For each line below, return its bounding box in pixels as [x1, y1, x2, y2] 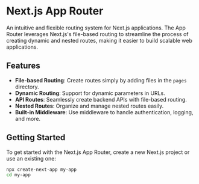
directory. [14, 83, 39, 90]
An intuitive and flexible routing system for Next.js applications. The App [6, 24, 186, 31]
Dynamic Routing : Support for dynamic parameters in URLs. [14, 89, 166, 97]
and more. [14, 115, 41, 122]
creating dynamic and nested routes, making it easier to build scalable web [6, 37, 193, 44]
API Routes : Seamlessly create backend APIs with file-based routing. [14, 96, 187, 103]
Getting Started [6, 132, 66, 143]
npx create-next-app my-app [6, 167, 77, 173]
